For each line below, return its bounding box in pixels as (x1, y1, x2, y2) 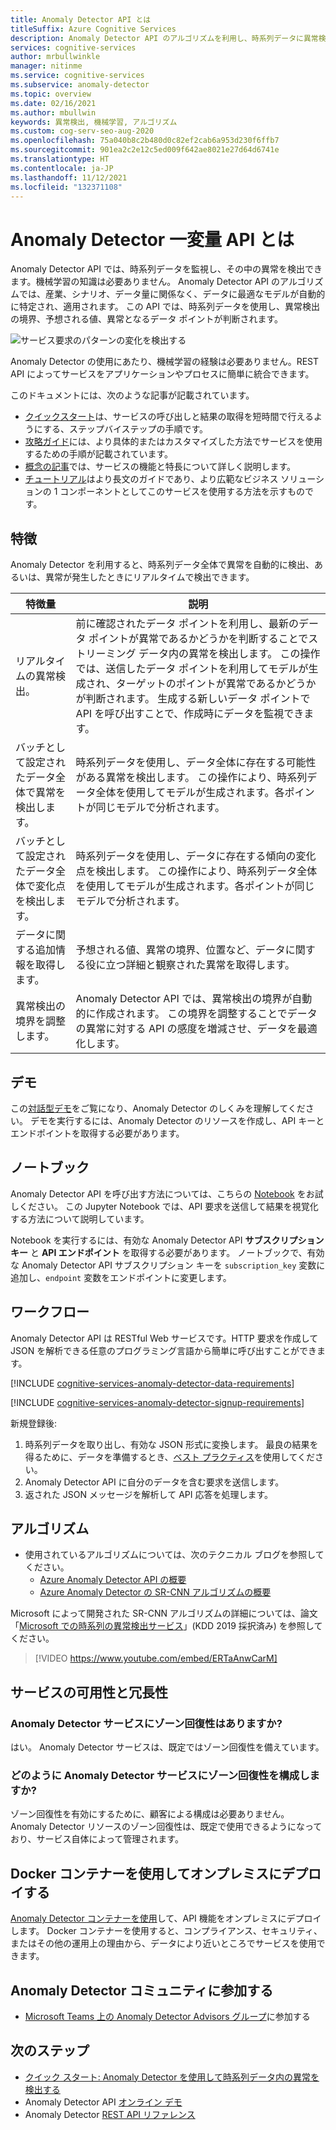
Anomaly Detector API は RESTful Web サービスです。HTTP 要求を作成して (10, 1332, 319, 1344)
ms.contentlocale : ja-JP (10, 163, 114, 173)
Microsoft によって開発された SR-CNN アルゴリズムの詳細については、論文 (10, 1607, 318, 1620)
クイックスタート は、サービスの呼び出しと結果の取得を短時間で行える (24, 411, 314, 423)
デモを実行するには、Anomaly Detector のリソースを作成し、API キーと (29, 1114, 325, 1126)
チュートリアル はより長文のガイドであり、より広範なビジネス (24, 473, 279, 485)
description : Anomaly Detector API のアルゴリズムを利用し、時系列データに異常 (10, 33, 319, 43)
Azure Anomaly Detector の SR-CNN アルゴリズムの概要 (39, 1586, 272, 1598)
